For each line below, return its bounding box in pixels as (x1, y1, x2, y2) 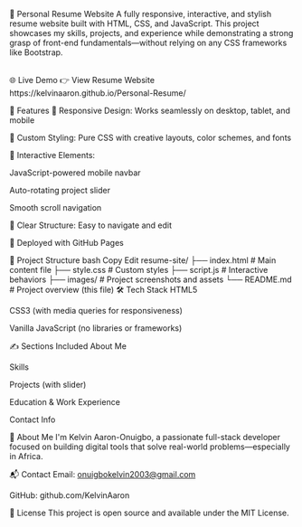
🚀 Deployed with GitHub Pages (9, 238, 124, 248)
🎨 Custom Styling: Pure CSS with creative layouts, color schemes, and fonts (9, 132, 292, 143)
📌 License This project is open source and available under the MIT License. (9, 507, 289, 518)
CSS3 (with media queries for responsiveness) (9, 306, 184, 315)
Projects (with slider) (9, 380, 87, 390)
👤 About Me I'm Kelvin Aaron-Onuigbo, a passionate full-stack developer (9, 432, 281, 442)
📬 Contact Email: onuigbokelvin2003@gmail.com (9, 469, 196, 479)
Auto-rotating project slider (9, 185, 111, 195)
